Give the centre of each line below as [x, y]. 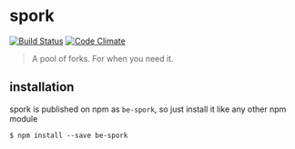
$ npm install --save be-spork [69, 135]
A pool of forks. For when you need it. [103, 58]
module [24, 118]
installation [42, 87]
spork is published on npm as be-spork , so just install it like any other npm [148, 109]
